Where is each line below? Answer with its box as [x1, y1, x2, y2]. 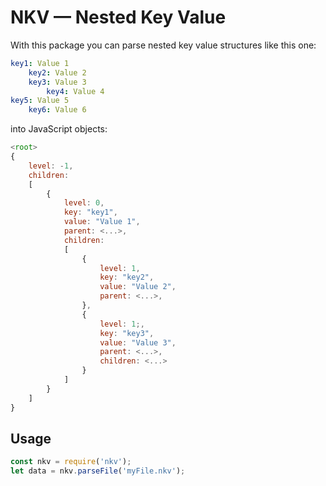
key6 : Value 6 [28, 105, 87, 115]
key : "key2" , [99, 272, 155, 283]
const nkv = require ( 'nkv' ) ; [10, 457, 132, 467]
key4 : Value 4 [46, 86, 105, 96]
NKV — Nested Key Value [10, 6, 227, 29]
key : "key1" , [63, 207, 118, 218]
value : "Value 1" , [63, 217, 141, 227]
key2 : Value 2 [28, 67, 87, 78]
